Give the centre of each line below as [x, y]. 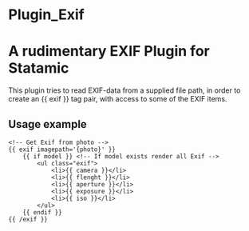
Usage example [48, 124]
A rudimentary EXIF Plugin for [109, 52]
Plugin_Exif [47, 15]
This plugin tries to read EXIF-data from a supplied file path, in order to [125, 90]
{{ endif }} [42, 212]
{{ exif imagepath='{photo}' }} [62, 149]
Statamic [39, 68]
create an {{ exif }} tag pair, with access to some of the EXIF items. [118, 99]
